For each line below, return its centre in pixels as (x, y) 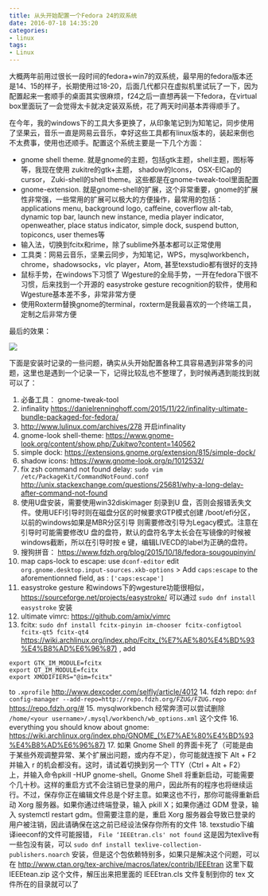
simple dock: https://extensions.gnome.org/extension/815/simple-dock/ (138, 452)
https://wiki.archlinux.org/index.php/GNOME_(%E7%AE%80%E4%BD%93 (131, 735)
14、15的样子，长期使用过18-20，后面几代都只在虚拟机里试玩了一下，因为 (137, 86)
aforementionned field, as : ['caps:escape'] (92, 578)
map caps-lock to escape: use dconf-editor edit (100, 561)
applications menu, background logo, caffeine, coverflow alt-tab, (127, 208)
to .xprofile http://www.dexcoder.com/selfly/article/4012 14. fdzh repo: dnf (133, 692)
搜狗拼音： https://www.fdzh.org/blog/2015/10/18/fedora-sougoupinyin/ (138, 552)
